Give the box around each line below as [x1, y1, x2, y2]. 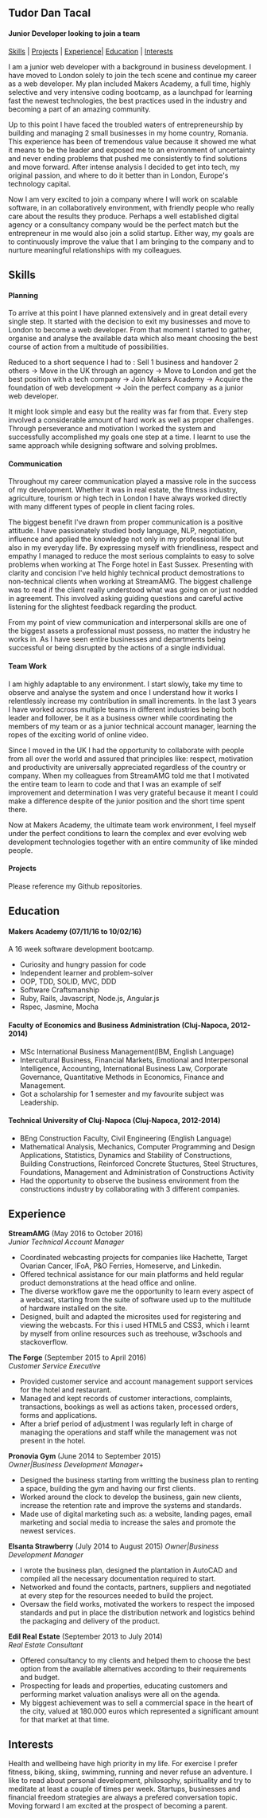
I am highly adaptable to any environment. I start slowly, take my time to [8, 679, 243, 689]
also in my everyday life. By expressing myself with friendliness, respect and [8, 543, 259, 552]
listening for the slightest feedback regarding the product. [8, 602, 197, 612]
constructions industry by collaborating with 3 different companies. [19, 1184, 240, 1194]
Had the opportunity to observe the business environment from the [19, 1176, 240, 1185]
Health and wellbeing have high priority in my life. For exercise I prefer [8, 1759, 238, 1769]
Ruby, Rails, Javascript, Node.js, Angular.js [19, 994, 160, 1003]
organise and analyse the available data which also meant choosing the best [8, 334, 258, 344]
